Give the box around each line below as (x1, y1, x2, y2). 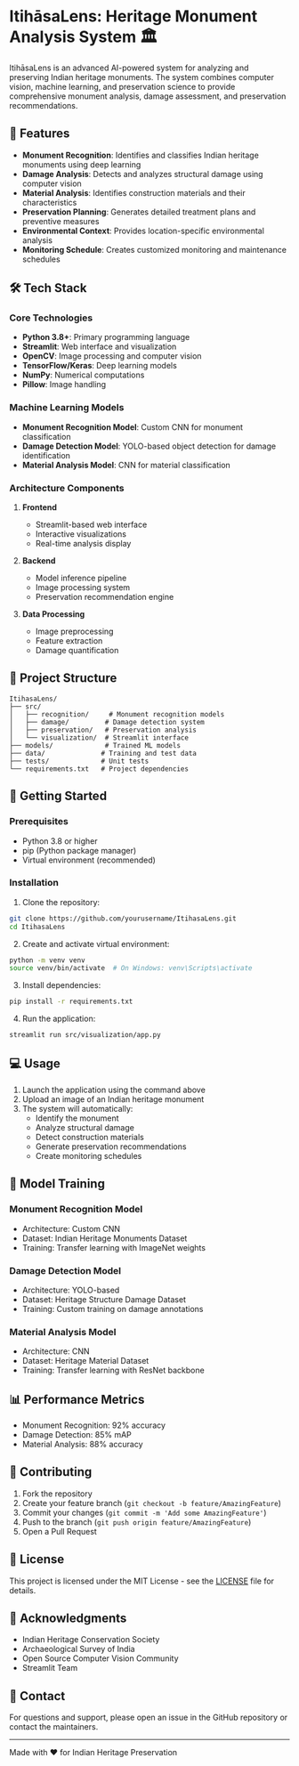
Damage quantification (35, 645, 119, 656)
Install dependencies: (21, 980, 101, 991)
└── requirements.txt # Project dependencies (9, 764, 190, 774)
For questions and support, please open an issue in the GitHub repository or (9, 1712, 288, 1723)
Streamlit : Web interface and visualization (21, 341, 177, 352)
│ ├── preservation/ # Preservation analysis (9, 725, 198, 734)
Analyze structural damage (35, 1122, 135, 1132)
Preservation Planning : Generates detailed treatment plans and (21, 207, 256, 217)
